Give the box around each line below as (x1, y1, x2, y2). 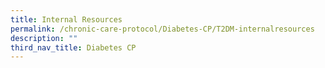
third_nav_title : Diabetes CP (10, 42, 137, 53)
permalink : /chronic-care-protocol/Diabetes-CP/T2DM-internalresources (10, 24, 315, 34)
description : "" (10, 33, 78, 43)
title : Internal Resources (10, 14, 123, 25)
